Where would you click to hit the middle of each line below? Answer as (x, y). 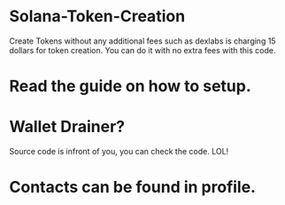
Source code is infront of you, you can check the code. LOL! (119, 152)
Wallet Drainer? (67, 127)
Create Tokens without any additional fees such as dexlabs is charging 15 (142, 41)
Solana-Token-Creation (97, 16)
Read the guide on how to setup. (130, 87)
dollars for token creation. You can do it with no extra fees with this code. (142, 50)
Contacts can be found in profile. (133, 187)
